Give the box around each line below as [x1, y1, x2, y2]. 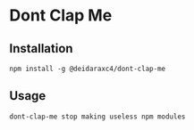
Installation [9, 41, 73, 56]
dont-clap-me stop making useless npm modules [9, 112, 186, 121]
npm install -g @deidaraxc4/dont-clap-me [9, 64, 166, 73]
